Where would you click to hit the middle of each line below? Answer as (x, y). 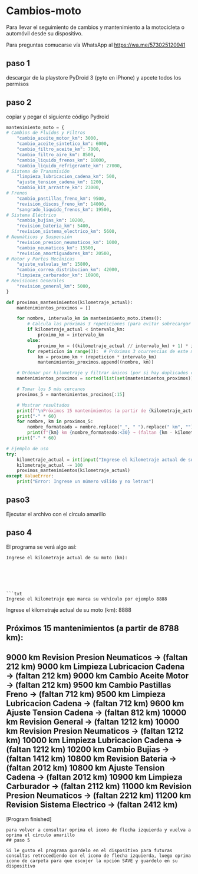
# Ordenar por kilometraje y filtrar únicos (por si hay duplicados (103, 373)
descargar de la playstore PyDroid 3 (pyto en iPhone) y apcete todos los (94, 77)
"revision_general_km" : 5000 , (54, 286)
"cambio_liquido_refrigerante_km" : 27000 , (70, 166)
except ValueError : (30, 476)
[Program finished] (29, 819)
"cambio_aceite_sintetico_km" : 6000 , (63, 144)
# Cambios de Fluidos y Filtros (46, 133)
